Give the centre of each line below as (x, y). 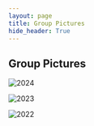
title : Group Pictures (47, 23)
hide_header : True (39, 31)
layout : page (30, 16)
